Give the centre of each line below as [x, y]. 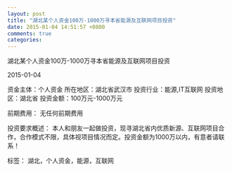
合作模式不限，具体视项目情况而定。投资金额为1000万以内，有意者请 [119, 137]
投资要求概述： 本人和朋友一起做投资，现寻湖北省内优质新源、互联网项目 [113, 128]
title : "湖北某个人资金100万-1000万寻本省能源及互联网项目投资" [92, 20]
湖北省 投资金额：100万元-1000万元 [71, 99]
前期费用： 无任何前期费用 [45, 113]
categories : [25, 40]
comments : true [30, 33]
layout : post [26, 14]
